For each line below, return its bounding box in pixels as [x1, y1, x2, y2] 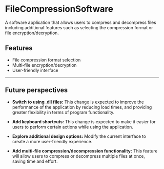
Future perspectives [5, 86, 68, 94]
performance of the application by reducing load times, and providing [12, 104, 152, 110]
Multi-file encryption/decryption [12, 62, 77, 68]
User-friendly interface [12, 67, 59, 73]
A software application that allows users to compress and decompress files [5, 19, 156, 25]
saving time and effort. [12, 158, 58, 164]
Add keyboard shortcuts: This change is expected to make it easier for [12, 118, 156, 125]
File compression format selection [12, 57, 81, 63]
